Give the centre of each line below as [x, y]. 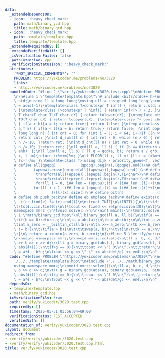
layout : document [23, 330]
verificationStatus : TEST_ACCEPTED [46, 316]
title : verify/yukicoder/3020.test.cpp [46, 348]
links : [21, 83]
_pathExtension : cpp [30, 60]
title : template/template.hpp [45, 42]
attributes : [22, 69]
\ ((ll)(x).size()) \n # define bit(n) [69, 192]
